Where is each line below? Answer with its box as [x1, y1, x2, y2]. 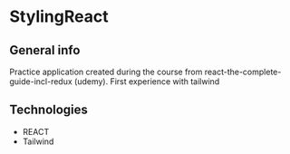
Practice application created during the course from [9, 66, 203, 77]
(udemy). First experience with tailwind [73, 76, 220, 87]
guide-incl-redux [9, 76, 72, 87]
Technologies [9, 102, 89, 118]
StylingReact [9, 6, 109, 27]
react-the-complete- [204, 66, 282, 77]
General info [9, 43, 81, 58]
